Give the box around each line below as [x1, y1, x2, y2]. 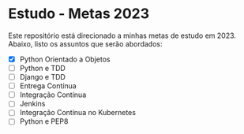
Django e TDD [19, 73, 66, 82]
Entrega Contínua [19, 81, 77, 91]
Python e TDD [19, 64, 66, 73]
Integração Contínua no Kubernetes [19, 108, 137, 117]
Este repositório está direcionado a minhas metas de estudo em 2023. [8, 31, 237, 40]
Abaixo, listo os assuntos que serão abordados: [8, 39, 163, 48]
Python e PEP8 [19, 117, 69, 126]
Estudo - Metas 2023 [8, 5, 150, 23]
